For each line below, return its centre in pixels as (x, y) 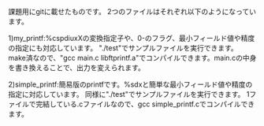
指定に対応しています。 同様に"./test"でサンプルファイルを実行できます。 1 (129, 94)
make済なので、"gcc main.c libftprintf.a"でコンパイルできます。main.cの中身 (132, 58)
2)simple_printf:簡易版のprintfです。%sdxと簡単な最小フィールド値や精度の (130, 84)
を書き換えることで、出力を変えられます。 (77, 68)
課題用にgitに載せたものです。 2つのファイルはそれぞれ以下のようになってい (132, 11)
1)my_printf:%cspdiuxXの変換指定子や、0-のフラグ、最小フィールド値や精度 (132, 38)
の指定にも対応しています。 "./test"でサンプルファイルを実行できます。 (123, 48)
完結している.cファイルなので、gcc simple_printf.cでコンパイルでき (145, 104)
